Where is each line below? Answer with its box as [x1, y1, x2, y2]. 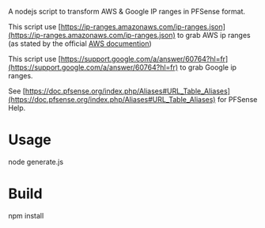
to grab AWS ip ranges [176, 31, 251, 40]
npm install [8, 211, 44, 220]
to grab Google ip [180, 63, 237, 72]
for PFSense [217, 95, 258, 104]
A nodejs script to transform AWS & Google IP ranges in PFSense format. [8, 7, 246, 16]
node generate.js [8, 157, 64, 166]
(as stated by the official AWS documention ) [8, 39, 152, 48]
